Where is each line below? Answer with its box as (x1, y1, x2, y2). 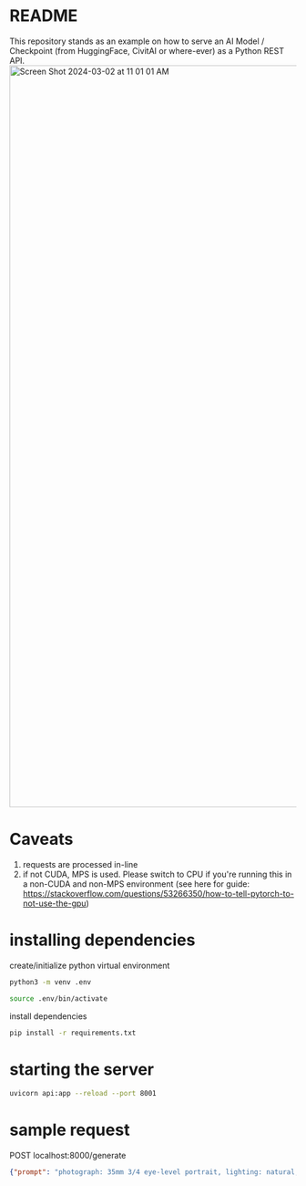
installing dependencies (9, 930, 196, 951)
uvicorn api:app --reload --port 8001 (9, 1089, 157, 1098)
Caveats (9, 829, 74, 849)
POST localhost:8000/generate (9, 1150, 127, 1161)
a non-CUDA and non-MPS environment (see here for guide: (22, 878, 250, 889)
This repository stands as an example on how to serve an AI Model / (9, 36, 265, 47)
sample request (9, 1119, 130, 1140)
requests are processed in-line (22, 858, 138, 869)
